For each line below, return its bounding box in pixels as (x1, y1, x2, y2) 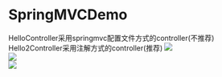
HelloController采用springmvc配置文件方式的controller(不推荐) (8, 33, 215, 43)
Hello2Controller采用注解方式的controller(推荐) (8, 43, 163, 53)
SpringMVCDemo (8, 6, 128, 24)
